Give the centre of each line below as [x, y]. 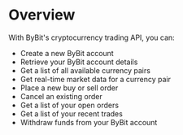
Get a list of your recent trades [72, 113]
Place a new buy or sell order [69, 88]
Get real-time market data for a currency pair [95, 79]
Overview [42, 15]
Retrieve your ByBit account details [79, 62]
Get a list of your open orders [70, 105]
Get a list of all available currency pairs [85, 70]
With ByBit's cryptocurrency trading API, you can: [91, 37]
